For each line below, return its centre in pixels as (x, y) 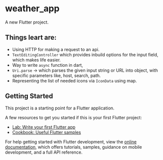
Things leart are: (31, 38)
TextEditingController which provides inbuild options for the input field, (85, 54)
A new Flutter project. (27, 22)
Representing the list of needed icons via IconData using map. (74, 80)
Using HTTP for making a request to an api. (56, 49)
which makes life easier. (36, 60)
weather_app (32, 9)
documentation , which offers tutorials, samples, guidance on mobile (73, 147)
